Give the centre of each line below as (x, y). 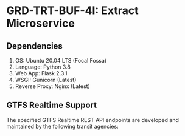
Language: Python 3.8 (43, 67)
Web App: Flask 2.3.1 (41, 73)
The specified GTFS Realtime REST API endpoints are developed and (93, 120)
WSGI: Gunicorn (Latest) (46, 80)
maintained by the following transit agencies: (62, 126)
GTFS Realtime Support (52, 105)
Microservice (40, 23)
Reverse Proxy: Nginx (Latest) (52, 86)
